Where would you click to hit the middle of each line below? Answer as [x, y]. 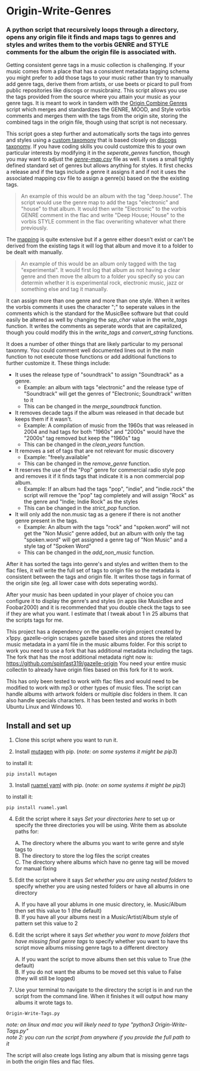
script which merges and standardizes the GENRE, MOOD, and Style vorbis [99, 109]
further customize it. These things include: [58, 363]
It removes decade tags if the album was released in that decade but [99, 413]
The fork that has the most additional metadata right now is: [80, 657]
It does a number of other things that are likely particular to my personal [95, 344]
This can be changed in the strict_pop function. [82, 508]
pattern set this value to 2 [46, 923]
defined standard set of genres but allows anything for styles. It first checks [99, 166]
